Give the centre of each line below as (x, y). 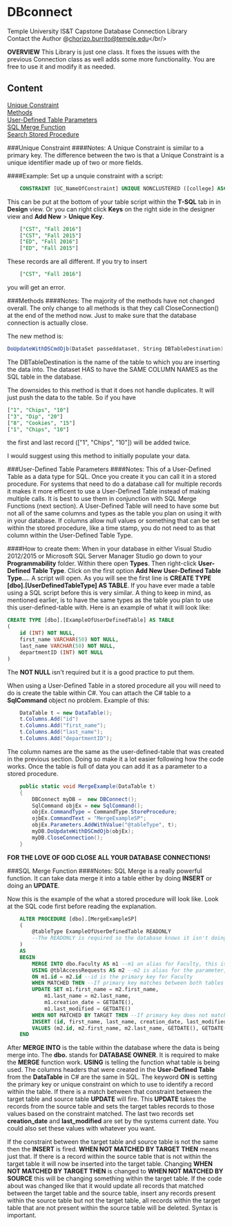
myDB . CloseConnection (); (68, 838)
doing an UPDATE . (33, 885)
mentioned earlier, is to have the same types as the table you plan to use (110, 600)
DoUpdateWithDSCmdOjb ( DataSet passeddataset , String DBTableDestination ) (116, 349)
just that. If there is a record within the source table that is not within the (109, 1157)
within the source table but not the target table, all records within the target (114, 1200)
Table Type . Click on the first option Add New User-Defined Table (127, 571)
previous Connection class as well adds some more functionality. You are (111, 59)
